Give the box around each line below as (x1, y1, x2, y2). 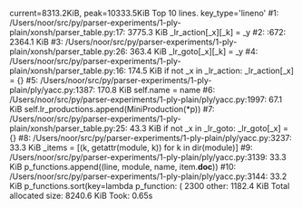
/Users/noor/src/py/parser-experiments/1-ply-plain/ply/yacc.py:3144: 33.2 (9, 171, 287, 182)
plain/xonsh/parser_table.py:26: (9, 46, 129, 57)
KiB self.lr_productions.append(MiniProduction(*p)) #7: (9, 104, 215, 114)
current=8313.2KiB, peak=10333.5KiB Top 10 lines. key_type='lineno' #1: (9, 8, 279, 18)
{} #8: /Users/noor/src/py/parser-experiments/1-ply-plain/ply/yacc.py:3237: (9, 133, 292, 143)
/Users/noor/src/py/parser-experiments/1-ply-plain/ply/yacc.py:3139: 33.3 (9, 152, 287, 162)
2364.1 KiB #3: (9, 36, 63, 47)
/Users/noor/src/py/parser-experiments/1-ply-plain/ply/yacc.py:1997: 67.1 (9, 94, 283, 105)
